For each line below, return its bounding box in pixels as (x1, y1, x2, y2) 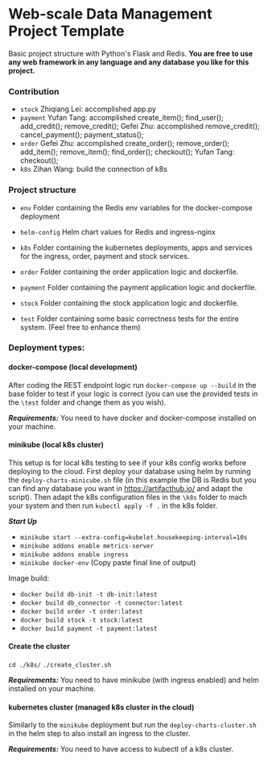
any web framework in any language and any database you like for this (8, 57, 249, 67)
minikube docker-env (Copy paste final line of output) (19, 557, 196, 567)
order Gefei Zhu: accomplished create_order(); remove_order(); (19, 139, 230, 148)
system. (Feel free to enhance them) (19, 322, 141, 331)
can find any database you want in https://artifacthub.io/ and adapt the (8, 483, 243, 493)
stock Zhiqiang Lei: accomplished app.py (19, 104, 157, 114)
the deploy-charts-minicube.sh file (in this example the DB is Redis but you (8, 475, 257, 485)
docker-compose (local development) (8, 362, 138, 372)
